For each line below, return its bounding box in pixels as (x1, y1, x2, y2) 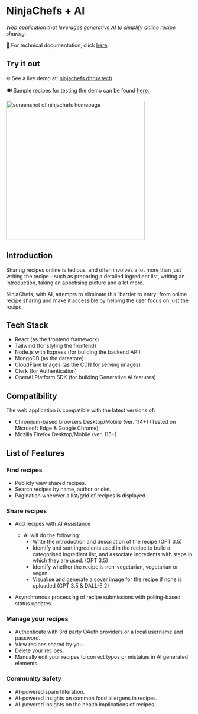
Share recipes (6, 506, 47, 515)
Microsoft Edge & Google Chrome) (14, 424, 99, 431)
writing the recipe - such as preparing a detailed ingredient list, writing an (6, 272, 185, 280)
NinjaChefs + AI (6, 4, 85, 18)
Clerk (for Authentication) (14, 367, 77, 375)
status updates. (14, 600, 53, 607)
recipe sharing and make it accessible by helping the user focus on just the (6, 297, 189, 304)
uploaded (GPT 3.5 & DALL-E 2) (32, 582, 109, 589)
